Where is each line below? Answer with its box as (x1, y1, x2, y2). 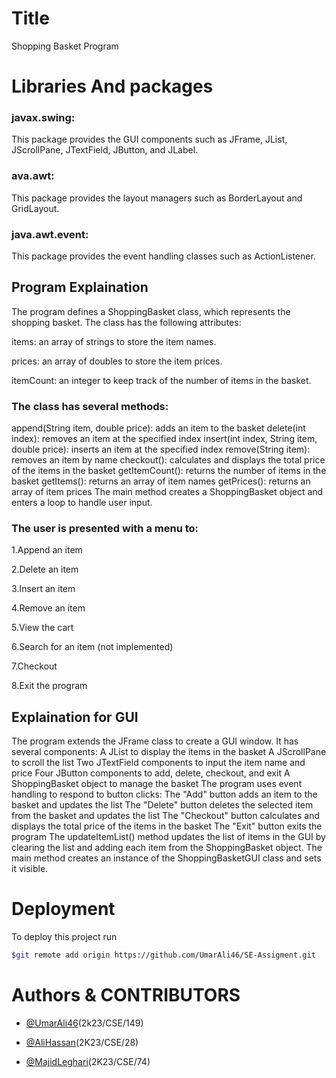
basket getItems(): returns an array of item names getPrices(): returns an (11, 475, 311, 487)
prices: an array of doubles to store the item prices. (11, 355, 223, 367)
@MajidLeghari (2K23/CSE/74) (25, 1055, 151, 1067)
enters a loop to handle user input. (11, 497, 153, 509)
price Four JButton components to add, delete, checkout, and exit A (11, 767, 291, 779)
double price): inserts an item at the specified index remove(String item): (11, 443, 311, 456)
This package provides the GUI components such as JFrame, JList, (11, 133, 288, 146)
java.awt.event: (11, 227, 89, 241)
